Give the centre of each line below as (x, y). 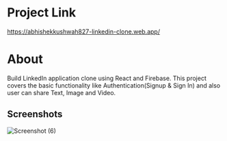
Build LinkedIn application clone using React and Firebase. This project (107, 78)
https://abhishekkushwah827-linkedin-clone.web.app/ (84, 31)
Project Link (42, 13)
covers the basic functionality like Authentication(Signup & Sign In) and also (114, 85)
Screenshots (35, 114)
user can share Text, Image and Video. (62, 92)
